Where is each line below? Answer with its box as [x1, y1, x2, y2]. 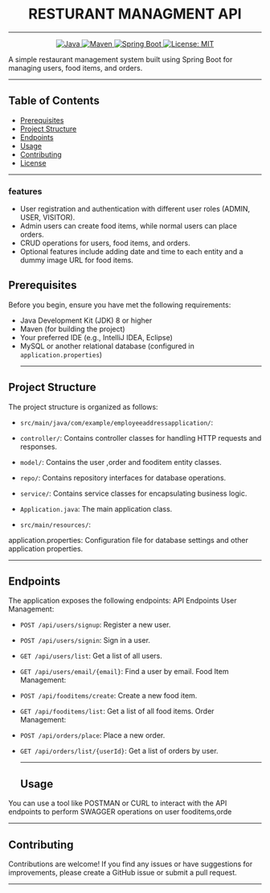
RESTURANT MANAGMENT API [27, 5, 243, 23]
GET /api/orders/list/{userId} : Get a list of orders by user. [19, 746, 219, 756]
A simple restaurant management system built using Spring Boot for [8, 54, 233, 64]
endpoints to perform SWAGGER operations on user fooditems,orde [8, 807, 232, 817]
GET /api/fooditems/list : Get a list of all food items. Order [19, 706, 215, 716]
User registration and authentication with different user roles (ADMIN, [19, 204, 251, 214]
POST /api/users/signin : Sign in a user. [19, 636, 151, 645]
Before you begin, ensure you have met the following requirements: [8, 299, 231, 310]
